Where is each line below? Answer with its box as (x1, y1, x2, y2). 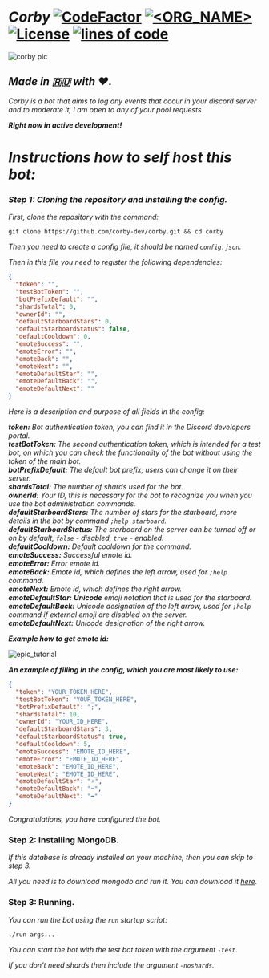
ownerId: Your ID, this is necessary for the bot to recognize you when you (8, 490, 252, 501)
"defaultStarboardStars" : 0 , (15, 318, 113, 326)
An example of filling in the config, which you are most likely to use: (8, 665, 239, 675)
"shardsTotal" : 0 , (15, 302, 78, 310)
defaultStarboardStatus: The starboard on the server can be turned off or (8, 525, 256, 534)
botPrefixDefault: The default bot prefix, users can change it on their (8, 465, 239, 475)
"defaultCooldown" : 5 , (15, 741, 91, 749)
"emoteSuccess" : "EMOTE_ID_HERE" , (15, 747, 130, 756)
